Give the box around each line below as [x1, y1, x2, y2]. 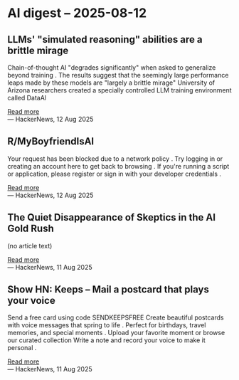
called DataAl [7, 94, 46, 102]
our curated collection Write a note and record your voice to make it [7, 336, 206, 344]
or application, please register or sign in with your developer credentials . [7, 169, 222, 178]
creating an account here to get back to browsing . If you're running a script [7, 162, 230, 170]
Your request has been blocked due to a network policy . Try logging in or [7, 154, 223, 163]
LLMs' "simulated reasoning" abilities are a [7, 33, 203, 46]
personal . [7, 344, 37, 352]
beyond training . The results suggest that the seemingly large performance [7, 71, 229, 79]
